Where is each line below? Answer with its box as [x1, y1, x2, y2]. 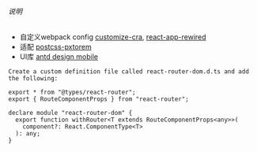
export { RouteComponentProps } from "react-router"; [8, 95, 190, 103]
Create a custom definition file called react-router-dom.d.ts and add [8, 68, 249, 76]
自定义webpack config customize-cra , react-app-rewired [19, 32, 207, 42]
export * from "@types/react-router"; [8, 88, 136, 97]
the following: [8, 75, 59, 83]
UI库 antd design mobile [19, 52, 99, 61]
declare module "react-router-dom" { [8, 109, 133, 117]
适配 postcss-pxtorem [19, 43, 93, 52]
